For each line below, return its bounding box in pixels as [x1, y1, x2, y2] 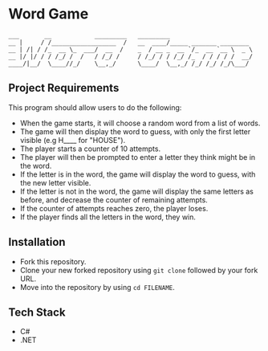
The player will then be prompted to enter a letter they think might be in [19, 152, 256, 161]
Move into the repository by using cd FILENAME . [19, 282, 175, 292]
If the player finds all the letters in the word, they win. [19, 212, 197, 222]
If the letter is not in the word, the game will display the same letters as [19, 186, 254, 196]
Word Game [8, 5, 89, 23]
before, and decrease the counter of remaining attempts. [19, 194, 209, 205]
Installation [8, 235, 66, 249]
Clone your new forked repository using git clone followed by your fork [19, 265, 258, 275]
